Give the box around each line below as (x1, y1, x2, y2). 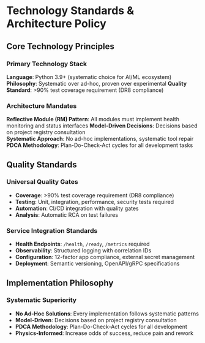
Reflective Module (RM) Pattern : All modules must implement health (6, 116, 179, 123)
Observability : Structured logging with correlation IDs (15, 247, 152, 254)
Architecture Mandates (6, 102, 77, 110)
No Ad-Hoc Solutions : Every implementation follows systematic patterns (15, 310, 199, 317)
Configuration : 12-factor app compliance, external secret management (15, 254, 195, 261)
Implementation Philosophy (6, 277, 114, 288)
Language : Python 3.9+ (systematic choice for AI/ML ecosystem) (6, 73, 172, 80)
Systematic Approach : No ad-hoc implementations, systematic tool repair (6, 135, 194, 143)
